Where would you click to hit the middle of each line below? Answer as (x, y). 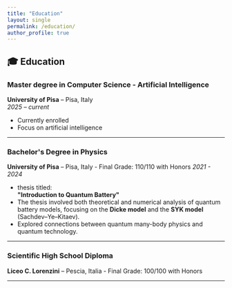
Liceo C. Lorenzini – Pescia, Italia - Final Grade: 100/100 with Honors (105, 271)
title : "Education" (35, 13)
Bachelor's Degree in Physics (58, 152)
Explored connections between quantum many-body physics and (110, 224)
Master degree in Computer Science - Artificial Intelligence (108, 85)
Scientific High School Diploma (60, 256)
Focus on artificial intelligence (60, 127)
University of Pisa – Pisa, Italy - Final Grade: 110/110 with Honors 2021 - (109, 167)
